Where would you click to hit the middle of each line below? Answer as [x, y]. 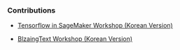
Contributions [32, 10]
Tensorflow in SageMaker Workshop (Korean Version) [95, 26]
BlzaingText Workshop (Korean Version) [75, 39]
